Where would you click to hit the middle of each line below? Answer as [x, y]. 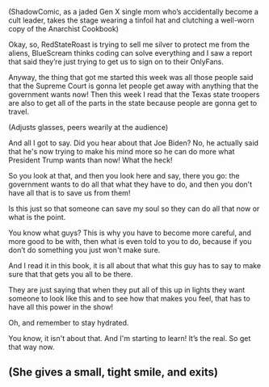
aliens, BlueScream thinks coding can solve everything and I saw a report [130, 53]
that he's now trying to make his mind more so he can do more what [122, 151]
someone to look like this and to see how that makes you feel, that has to [129, 299]
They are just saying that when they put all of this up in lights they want [127, 290]
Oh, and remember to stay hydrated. [69, 323]
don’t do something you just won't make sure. [84, 250]
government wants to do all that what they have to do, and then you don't [130, 184]
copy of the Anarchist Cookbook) [64, 29]
